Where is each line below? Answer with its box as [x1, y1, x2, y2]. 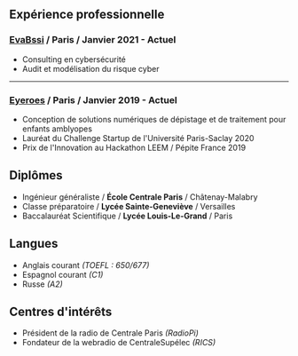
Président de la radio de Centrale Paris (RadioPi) [21, 328, 200, 338]
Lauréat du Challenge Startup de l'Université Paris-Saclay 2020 [21, 132, 255, 143]
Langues [9, 236, 59, 251]
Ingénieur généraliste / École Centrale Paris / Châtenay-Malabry [21, 191, 258, 202]
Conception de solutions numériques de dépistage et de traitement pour [21, 114, 286, 124]
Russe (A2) [21, 279, 64, 289]
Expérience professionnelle [9, 7, 165, 22]
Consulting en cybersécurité [21, 53, 126, 65]
